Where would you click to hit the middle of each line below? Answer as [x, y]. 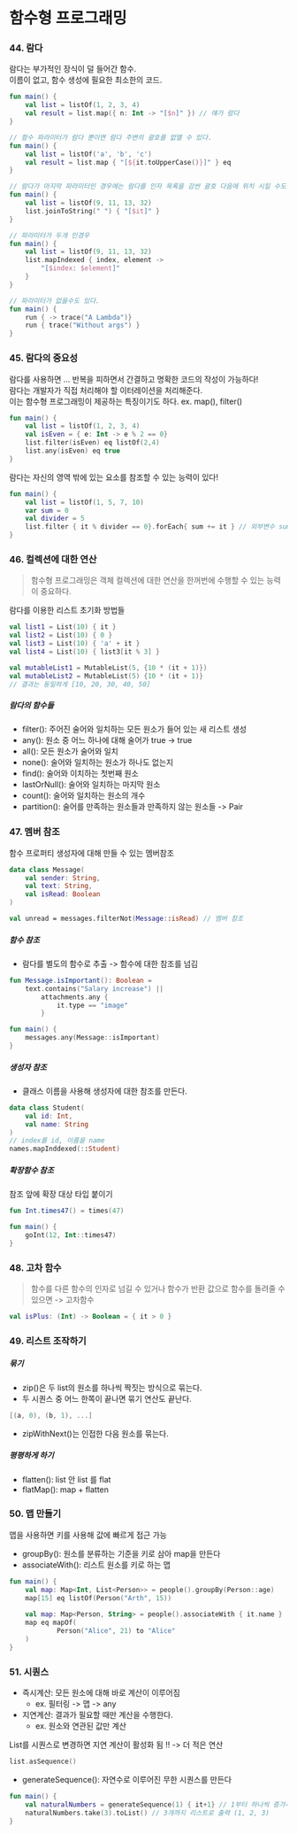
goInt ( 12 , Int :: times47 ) [71, 1235]
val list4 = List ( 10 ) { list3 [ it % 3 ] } [85, 652]
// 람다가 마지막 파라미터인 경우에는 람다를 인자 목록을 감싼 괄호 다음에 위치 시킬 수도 [148, 187]
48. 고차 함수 [35, 1267]
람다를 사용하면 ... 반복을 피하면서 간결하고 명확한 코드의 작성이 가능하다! [134, 379]
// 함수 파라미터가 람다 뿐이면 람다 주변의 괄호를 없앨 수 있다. [110, 137]
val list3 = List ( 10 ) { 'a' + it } [75, 644]
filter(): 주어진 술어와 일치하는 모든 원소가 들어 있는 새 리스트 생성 [134, 729]
